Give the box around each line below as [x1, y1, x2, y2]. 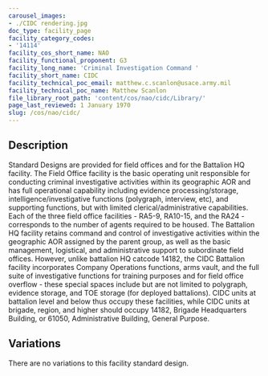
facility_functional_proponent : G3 [8, 57, 128, 65]
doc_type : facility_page [8, 27, 91, 35]
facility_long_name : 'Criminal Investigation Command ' [8, 64, 199, 72]
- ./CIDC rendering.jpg [8, 19, 88, 27]
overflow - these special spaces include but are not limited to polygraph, [8, 279, 249, 289]
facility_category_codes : [8, 34, 95, 43]
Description [8, 138, 68, 153]
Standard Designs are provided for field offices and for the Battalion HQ [8, 160, 245, 170]
